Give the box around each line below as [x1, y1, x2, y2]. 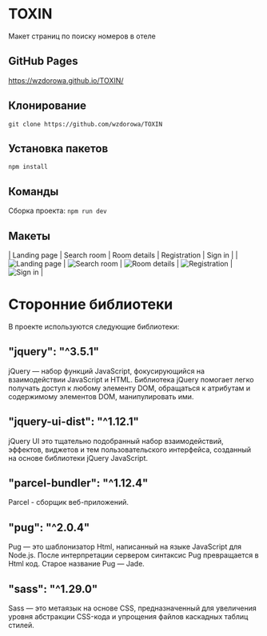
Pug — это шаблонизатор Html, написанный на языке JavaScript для [8, 542, 242, 552]
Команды [8, 185, 59, 198]
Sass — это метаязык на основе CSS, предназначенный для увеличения [8, 603, 257, 613]
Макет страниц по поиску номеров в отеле [8, 31, 156, 41]
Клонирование [8, 99, 86, 113]
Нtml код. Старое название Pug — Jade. [8, 559, 145, 569]
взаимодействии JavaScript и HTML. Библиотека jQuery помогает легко [8, 374, 254, 384]
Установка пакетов [8, 142, 109, 155]
